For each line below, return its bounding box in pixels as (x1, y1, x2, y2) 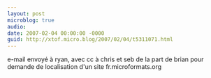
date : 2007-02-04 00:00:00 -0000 (7, 29, 105, 37)
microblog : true (7, 17, 54, 24)
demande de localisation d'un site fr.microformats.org (7, 63, 162, 71)
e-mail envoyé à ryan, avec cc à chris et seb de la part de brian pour (7, 55, 204, 63)
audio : (7, 23, 27, 30)
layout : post (7, 10, 45, 17)
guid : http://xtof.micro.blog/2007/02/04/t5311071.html (7, 36, 173, 43)
